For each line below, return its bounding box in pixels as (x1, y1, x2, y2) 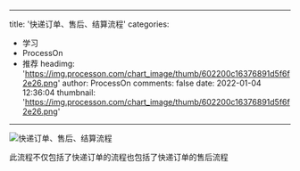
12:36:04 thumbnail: (21, 87, 96, 98)
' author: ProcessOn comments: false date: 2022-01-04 (57, 77, 262, 88)
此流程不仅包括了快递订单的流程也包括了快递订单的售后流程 (9, 152, 229, 162)
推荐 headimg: (21, 59, 76, 69)
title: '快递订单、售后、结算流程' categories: (9, 19, 170, 29)
